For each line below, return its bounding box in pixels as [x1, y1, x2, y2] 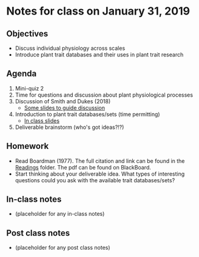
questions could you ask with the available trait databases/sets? [15, 176, 175, 183]
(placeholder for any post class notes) [15, 244, 110, 252]
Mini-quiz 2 [15, 84, 44, 92]
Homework [6, 141, 49, 151]
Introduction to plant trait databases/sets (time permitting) [15, 111, 160, 118]
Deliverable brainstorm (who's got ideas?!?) [15, 123, 124, 131]
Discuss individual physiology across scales [15, 44, 126, 52]
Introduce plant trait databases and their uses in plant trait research [15, 51, 184, 58]
